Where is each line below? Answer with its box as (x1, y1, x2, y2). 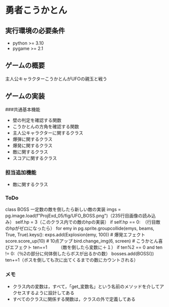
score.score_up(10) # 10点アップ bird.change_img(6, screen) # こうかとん (5, 238, 159, 244)
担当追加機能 (5, 169, 37, 176)
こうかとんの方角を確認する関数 (12, 123, 79, 129)
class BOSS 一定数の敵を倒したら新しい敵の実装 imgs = (5, 206, 121, 212)
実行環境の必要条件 (5, 26, 65, 35)
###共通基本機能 (5, 106, 40, 112)
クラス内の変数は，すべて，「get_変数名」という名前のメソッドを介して (12, 283, 160, 289)
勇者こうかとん (5, 5, 68, 16)
